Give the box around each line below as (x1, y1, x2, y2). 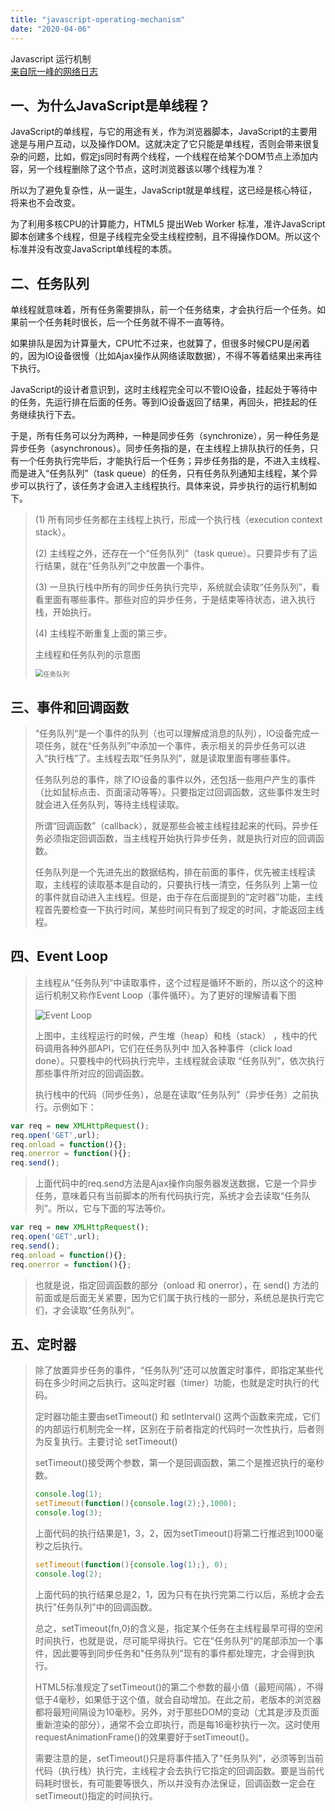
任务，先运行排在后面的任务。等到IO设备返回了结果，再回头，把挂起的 (18, 396, 309, 408)
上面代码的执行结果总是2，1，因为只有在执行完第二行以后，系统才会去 (34, 1588, 325, 1600)
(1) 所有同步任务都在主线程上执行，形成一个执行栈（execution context (34, 514, 323, 526)
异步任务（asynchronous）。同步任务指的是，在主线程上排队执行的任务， (10, 442, 310, 455)
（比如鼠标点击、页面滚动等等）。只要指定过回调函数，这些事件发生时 (34, 786, 320, 798)
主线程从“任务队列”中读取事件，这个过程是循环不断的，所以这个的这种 (34, 976, 324, 988)
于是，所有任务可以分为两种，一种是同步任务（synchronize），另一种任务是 (10, 430, 320, 442)
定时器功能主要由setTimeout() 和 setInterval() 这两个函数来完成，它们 (34, 1411, 321, 1423)
